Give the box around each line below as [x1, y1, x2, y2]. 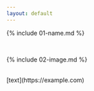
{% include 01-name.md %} [6, 29, 85, 37]
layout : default [6, 10, 53, 17]
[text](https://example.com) [6, 76, 85, 84]
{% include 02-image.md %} [6, 55, 88, 64]
